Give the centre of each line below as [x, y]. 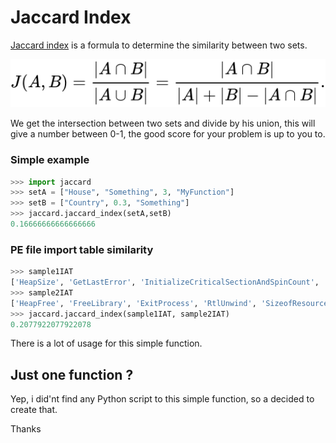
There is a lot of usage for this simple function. [106, 343]
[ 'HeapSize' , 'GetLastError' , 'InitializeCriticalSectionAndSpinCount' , [165, 282]
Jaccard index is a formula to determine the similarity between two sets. [159, 45]
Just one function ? [72, 374]
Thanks [26, 429]
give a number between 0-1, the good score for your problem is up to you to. [168, 134]
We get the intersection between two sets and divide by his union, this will [163, 123]
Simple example [50, 160]
